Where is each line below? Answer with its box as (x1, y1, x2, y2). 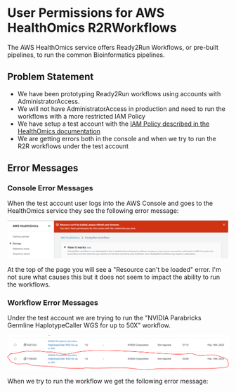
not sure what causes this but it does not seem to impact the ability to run (7, 273, 220, 281)
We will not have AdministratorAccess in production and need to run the (17, 104, 226, 113)
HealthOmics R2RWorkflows (7, 20, 177, 36)
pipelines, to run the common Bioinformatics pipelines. (7, 51, 165, 59)
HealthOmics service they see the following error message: (7, 207, 179, 215)
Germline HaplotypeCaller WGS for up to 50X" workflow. (7, 321, 171, 329)
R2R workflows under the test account (17, 142, 129, 150)
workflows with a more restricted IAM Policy (17, 112, 146, 120)
